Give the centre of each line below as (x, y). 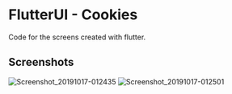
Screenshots (41, 62)
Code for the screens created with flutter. (77, 37)
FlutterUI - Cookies (73, 15)
